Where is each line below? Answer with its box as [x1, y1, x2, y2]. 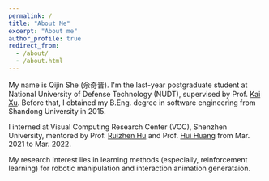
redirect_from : [8, 42, 60, 50]
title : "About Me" [8, 19, 70, 27]
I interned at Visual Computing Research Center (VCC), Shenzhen [8, 122, 228, 132]
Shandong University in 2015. [8, 106, 107, 116]
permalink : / [8, 11, 53, 20]
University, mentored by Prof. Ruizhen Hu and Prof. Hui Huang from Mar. [8, 130, 250, 140]
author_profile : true [8, 34, 82, 43]
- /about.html [15, 57, 63, 65]
